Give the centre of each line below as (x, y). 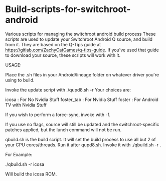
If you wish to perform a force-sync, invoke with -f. (58, 115)
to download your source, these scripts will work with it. (63, 55)
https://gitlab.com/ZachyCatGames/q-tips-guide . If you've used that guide (82, 50)
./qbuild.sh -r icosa (25, 164)
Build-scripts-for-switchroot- (68, 9)
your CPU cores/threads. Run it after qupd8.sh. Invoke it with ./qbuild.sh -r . (83, 145)
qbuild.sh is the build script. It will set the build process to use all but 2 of (81, 139)
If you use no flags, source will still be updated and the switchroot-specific (82, 124)
